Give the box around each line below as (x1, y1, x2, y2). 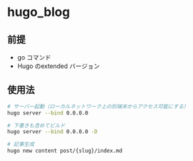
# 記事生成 (7, 141, 35, 148)
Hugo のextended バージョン (17, 62, 101, 70)
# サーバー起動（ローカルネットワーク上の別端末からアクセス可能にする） (7, 103, 190, 110)
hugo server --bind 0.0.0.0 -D (7, 128, 98, 135)
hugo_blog (7, 4, 71, 20)
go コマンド (17, 53, 51, 61)
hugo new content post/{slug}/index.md (7, 147, 123, 155)
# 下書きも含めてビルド (7, 122, 66, 129)
